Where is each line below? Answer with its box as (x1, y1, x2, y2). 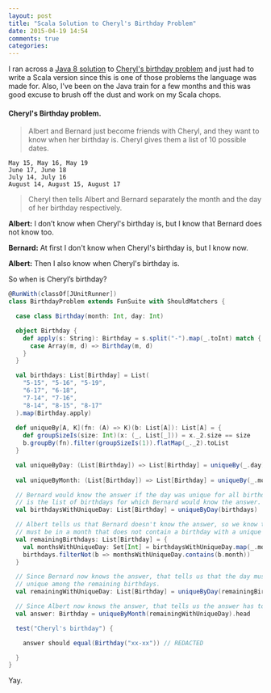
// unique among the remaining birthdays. (15, 580, 161, 589)
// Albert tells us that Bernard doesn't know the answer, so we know (15, 521, 258, 529)
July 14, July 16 (8, 173, 67, 182)
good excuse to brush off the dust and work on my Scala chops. (8, 90, 222, 99)
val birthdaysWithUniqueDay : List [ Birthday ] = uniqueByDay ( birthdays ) (15, 506, 258, 514)
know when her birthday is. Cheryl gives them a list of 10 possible (27, 135, 247, 145)
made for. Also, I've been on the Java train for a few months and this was (8, 82, 252, 91)
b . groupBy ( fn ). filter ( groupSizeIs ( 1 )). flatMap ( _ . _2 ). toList (23, 439, 229, 447)
